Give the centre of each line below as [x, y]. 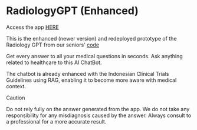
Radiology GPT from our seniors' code [52, 45]
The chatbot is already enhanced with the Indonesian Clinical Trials [88, 74]
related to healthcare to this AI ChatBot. [54, 62]
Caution [16, 98]
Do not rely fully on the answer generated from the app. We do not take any [98, 109]
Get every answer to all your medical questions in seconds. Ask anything [94, 56]
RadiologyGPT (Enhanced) [72, 11]
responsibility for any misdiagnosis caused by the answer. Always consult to [99, 115]
